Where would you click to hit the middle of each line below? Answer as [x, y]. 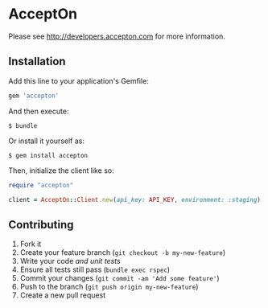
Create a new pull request [63, 295]
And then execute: [39, 111]
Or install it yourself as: [46, 141]
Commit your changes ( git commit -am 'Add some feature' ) [120, 278]
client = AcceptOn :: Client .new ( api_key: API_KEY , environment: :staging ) [135, 199]
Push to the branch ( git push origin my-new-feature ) [109, 287]
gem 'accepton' [34, 96]
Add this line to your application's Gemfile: [78, 80]
